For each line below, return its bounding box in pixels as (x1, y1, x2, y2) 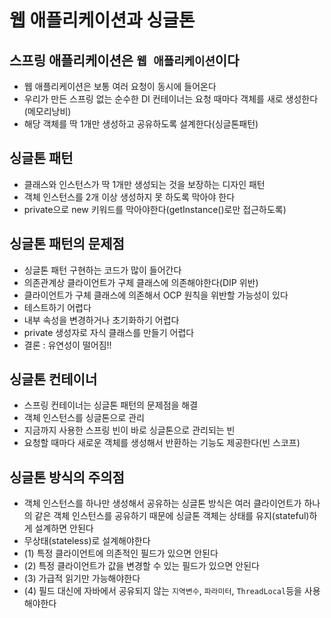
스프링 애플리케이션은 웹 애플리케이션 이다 (9, 52, 240, 69)
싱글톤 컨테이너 (9, 371, 98, 388)
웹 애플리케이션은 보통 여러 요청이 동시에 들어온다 (23, 81, 217, 92)
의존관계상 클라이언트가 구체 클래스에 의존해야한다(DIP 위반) (23, 276, 259, 288)
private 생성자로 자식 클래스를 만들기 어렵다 (23, 326, 195, 338)
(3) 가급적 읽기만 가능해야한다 (23, 572, 141, 585)
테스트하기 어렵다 (23, 301, 92, 313)
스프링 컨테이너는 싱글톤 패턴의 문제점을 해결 (23, 399, 199, 411)
